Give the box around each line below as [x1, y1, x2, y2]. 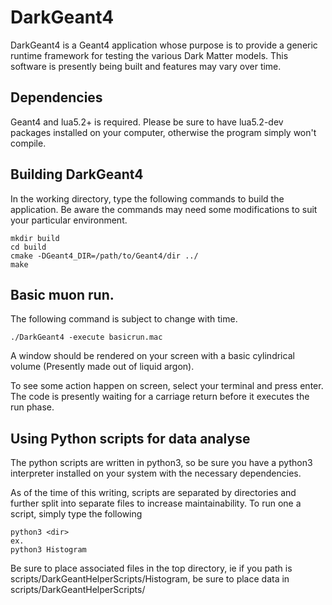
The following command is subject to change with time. [10, 313, 238, 325]
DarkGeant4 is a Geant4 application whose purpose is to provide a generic [10, 39, 318, 51]
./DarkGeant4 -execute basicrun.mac [10, 332, 163, 343]
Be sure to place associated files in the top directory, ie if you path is [10, 562, 293, 575]
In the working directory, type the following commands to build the [10, 192, 285, 205]
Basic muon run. [10, 286, 115, 303]
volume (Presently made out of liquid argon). [10, 361, 195, 373]
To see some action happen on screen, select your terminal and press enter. [10, 380, 324, 392]
